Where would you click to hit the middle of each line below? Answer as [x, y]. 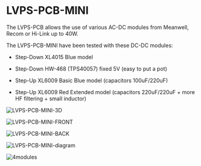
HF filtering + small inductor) [50, 98]
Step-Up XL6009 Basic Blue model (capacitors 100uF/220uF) [91, 80]
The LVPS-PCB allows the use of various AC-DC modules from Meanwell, [97, 27]
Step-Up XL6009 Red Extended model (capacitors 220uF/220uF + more [105, 92]
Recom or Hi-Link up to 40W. [42, 33]
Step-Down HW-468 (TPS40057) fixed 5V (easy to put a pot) [91, 69]
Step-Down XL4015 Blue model [54, 57]
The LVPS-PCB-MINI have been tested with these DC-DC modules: [90, 45]
